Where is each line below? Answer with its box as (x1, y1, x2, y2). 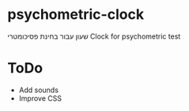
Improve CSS (18, 93, 62, 103)
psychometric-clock (7, 6, 144, 24)
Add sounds (18, 85, 59, 94)
